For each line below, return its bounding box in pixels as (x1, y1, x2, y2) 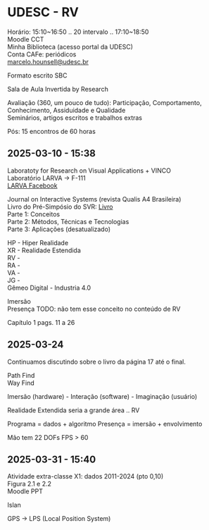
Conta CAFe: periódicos (7, 50, 77, 58)
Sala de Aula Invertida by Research (7, 85, 109, 93)
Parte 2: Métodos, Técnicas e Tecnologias (7, 217, 129, 226)
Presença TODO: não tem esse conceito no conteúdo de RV (7, 304, 181, 313)
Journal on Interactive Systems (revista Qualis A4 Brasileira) (7, 195, 182, 203)
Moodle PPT (7, 487, 44, 495)
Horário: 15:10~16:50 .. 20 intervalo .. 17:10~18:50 (7, 27, 149, 36)
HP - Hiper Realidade (7, 238, 69, 247)
